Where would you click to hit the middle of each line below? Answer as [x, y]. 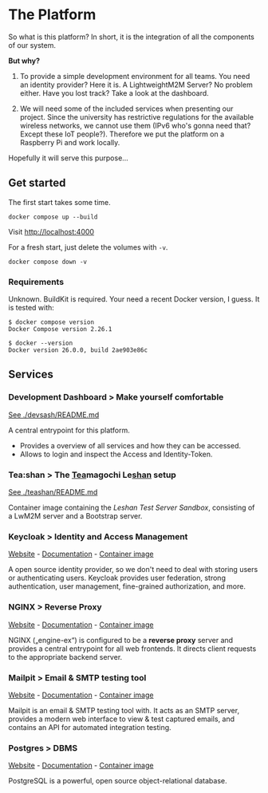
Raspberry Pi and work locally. [70, 142]
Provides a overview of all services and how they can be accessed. [130, 445]
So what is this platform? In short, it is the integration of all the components [132, 37]
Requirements [36, 282]
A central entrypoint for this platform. [69, 430]
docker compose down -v [48, 262]
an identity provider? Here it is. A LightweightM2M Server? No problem [136, 85]
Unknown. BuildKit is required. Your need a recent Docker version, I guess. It [134, 299]
